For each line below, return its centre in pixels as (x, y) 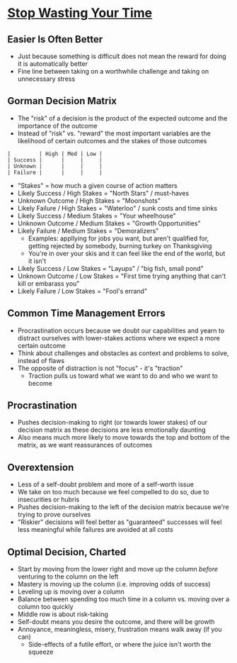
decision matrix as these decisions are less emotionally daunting (112, 430)
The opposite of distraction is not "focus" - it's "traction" (100, 368)
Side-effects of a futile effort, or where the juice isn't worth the (120, 645)
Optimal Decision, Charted (67, 552)
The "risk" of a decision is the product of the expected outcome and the (122, 118)
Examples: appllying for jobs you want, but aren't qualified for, (118, 238)
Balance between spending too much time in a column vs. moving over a (123, 599)
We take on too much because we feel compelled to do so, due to (113, 492)
